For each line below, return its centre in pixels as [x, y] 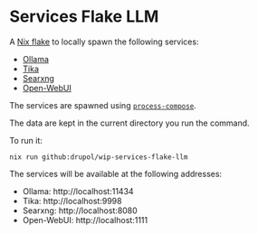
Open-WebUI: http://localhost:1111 [85, 220]
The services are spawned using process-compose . [103, 105]
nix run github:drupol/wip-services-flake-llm [99, 157]
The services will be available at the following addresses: [116, 173]
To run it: [26, 140]
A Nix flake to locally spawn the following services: [104, 42]
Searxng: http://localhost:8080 [80, 211]
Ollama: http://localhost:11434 [78, 191]
